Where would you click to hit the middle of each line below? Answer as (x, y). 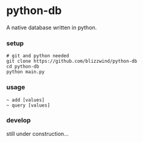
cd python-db (23, 67)
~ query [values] (28, 105)
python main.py (26, 72)
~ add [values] (26, 100)
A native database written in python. (52, 27)
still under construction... (37, 133)
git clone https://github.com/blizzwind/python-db (72, 62)
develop (19, 121)
